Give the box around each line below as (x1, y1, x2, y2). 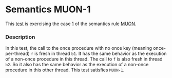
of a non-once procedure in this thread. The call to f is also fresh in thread (5, 56, 163, 62)
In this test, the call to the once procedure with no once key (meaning (5, 45, 152, 51)
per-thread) (5, 50, 30, 57)
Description (5, 33, 35, 41)
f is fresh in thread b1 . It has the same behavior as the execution (30, 50, 167, 57)
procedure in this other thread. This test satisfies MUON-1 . (5, 67, 125, 73)
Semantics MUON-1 (5, 4, 91, 15)
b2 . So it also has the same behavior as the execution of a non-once (5, 62, 149, 68)
